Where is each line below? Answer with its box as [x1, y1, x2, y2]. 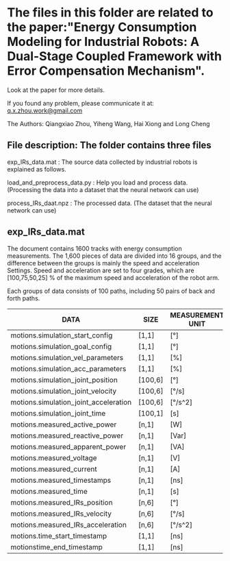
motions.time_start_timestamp [10, 531, 107, 540]
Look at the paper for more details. [7, 86, 105, 94]
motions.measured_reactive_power [10, 431, 124, 440]
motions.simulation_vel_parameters [10, 353, 124, 362]
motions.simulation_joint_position [10, 375, 118, 385]
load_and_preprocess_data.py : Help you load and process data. [7, 178, 188, 187]
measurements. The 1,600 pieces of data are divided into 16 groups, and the [7, 252, 222, 260]
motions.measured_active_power [10, 420, 117, 429]
